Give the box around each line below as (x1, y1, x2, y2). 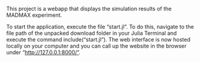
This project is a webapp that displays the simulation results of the (6, 5, 172, 12)
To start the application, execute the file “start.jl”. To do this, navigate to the (6, 23, 194, 30)
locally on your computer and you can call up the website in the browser (6, 42, 187, 49)
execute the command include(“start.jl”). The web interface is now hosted (6, 36, 191, 43)
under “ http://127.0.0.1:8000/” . (6, 49, 81, 56)
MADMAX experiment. (6, 11, 62, 19)
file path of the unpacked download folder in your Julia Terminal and (6, 29, 177, 37)
